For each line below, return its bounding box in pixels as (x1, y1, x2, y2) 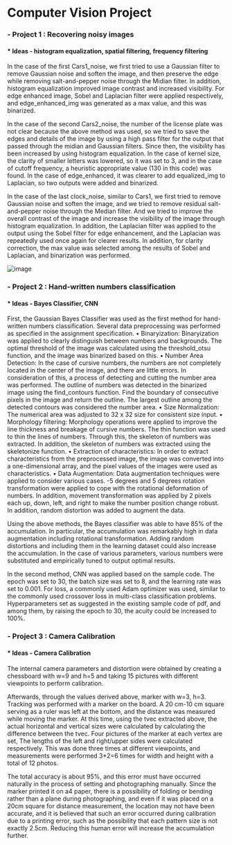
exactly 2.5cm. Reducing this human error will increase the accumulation (7, 823, 215, 832)
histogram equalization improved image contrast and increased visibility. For (7, 85, 225, 93)
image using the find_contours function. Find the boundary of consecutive (7, 389, 219, 397)
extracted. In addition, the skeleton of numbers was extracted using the (7, 440, 211, 448)
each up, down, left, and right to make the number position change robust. (7, 499, 220, 507)
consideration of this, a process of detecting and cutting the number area (7, 373, 217, 382)
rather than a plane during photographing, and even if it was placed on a (7, 794, 214, 803)
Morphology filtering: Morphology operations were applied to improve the (7, 418, 217, 426)
